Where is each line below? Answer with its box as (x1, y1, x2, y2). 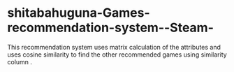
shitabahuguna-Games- (7, 5, 150, 21)
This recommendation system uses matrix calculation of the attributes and (7, 43, 221, 51)
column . (7, 57, 33, 66)
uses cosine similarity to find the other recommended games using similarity (7, 50, 227, 59)
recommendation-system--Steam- (7, 20, 214, 36)
